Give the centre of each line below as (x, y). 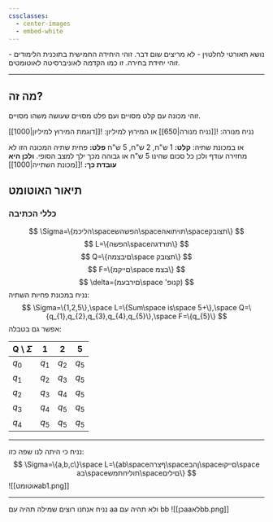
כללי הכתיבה (32, 213)
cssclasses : (28, 16)
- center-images (43, 24)
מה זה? (26, 96)
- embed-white (39, 31)
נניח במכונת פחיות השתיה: (49, 295)
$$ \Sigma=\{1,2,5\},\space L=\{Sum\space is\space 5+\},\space (129, 307)
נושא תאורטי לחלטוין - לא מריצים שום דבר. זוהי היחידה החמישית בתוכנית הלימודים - (136, 55)
